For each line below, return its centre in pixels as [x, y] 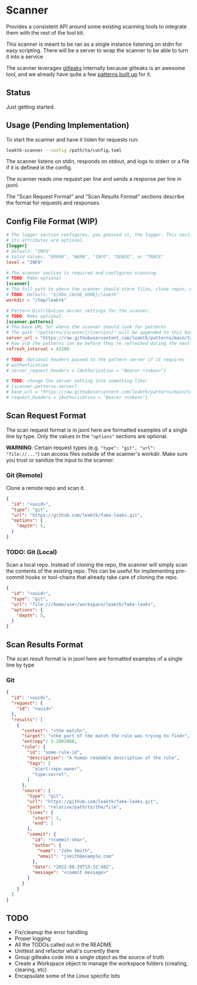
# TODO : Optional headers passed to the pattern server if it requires [95, 359]
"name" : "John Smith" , [65, 850]
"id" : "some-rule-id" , [55, 752]
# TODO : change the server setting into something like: [77, 381]
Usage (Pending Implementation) [68, 125]
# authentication [27, 365]
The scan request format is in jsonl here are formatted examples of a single [97, 430]
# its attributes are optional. [45, 241]
